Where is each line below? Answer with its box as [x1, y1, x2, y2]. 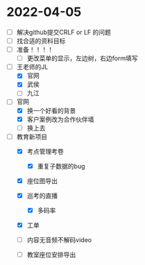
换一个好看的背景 [26, 106, 76, 114]
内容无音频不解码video [26, 236, 92, 244]
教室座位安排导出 [26, 250, 76, 259]
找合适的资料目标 [16, 37, 66, 45]
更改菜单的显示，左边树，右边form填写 [26, 54, 138, 62]
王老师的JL [16, 63, 49, 71]
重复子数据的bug [37, 162, 85, 170]
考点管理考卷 [26, 147, 64, 155]
